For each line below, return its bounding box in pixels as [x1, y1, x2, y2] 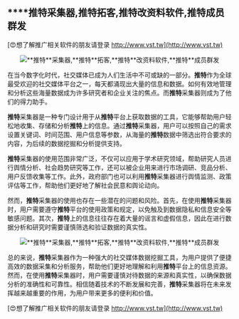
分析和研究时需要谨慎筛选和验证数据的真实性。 [13, 223, 151, 231]
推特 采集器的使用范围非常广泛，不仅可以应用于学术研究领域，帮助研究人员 [7, 154, 225, 162]
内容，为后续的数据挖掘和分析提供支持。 [7, 139, 126, 147]
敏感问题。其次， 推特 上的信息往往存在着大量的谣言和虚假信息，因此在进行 [7, 214, 225, 222]
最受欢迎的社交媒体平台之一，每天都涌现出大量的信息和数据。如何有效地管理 [7, 79, 232, 88]
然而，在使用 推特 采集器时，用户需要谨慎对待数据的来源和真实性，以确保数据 [7, 271, 232, 279]
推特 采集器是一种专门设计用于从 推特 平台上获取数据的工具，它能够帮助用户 [7, 113, 225, 121]
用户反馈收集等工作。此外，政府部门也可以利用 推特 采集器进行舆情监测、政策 [7, 172, 232, 180]
